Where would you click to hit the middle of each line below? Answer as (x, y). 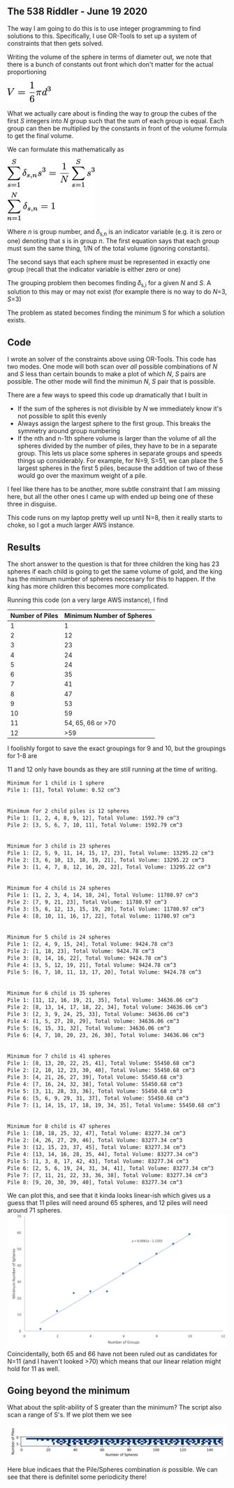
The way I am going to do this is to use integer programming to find (104, 28)
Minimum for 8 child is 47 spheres (59, 1127)
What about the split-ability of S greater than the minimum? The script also (115, 1407)
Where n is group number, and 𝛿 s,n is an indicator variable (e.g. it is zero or (115, 232)
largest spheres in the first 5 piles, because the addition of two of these (120, 468)
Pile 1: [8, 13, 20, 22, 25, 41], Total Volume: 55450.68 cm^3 (101, 1063)
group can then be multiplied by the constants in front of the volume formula (117, 128)
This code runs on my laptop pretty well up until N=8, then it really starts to (115, 518)
